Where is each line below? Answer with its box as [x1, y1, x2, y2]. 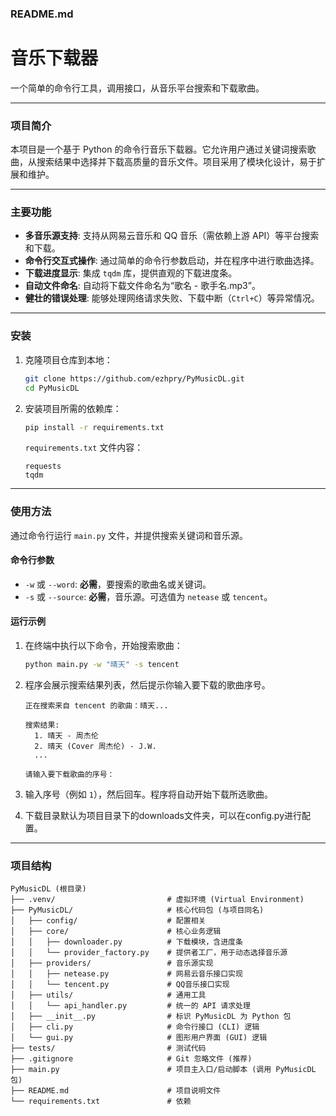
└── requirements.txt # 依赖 [10, 1097, 192, 1107]
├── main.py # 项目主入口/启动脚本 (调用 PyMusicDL [10, 1065, 317, 1075]
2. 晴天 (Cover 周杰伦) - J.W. [34, 741, 157, 751]
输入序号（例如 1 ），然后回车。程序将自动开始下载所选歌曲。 [24, 788, 273, 800]
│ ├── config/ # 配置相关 [10, 916, 207, 926]
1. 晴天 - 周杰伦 [34, 730, 99, 741]
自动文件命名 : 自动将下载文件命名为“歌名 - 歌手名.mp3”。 [24, 280, 261, 292]
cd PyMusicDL [24, 383, 80, 393]
